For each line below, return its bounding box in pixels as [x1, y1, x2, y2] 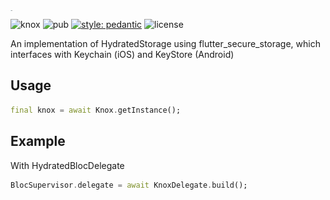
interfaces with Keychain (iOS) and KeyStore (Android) [10, 49, 235, 60]
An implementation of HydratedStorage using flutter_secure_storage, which [10, 38, 321, 49]
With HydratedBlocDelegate [10, 159, 125, 171]
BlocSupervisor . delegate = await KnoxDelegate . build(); [10, 180, 248, 190]
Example [10, 133, 66, 150]
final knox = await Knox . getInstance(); [10, 105, 182, 115]
